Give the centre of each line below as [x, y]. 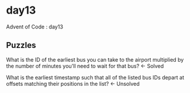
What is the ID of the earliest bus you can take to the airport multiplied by [95, 59]
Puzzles [21, 45]
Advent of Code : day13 [35, 27]
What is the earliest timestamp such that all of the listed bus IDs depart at [95, 77]
